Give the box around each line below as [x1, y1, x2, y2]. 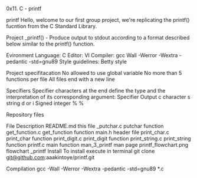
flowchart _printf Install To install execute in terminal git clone [6, 147, 155, 154]
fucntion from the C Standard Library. [6, 23, 97, 29]
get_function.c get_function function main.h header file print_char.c [6, 129, 170, 136]
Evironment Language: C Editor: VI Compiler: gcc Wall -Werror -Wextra [6, 52, 178, 58]
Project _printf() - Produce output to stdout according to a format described [6, 34, 190, 41]
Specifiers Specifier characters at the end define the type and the [6, 87, 166, 94]
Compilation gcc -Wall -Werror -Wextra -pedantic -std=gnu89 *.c [6, 165, 164, 172]
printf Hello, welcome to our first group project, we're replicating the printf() [6, 17, 190, 23]
